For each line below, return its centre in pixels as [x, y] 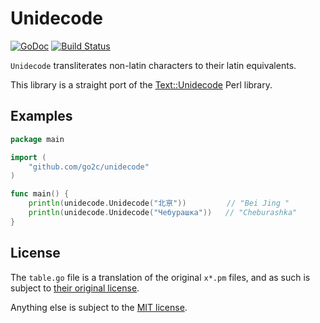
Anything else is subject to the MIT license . [99, 307]
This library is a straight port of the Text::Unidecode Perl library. [141, 84]
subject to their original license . [75, 288]
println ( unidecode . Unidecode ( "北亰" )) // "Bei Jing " [159, 203]
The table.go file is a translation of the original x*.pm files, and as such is [160, 277]
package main [37, 139]
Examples [41, 116]
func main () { [40, 194]
